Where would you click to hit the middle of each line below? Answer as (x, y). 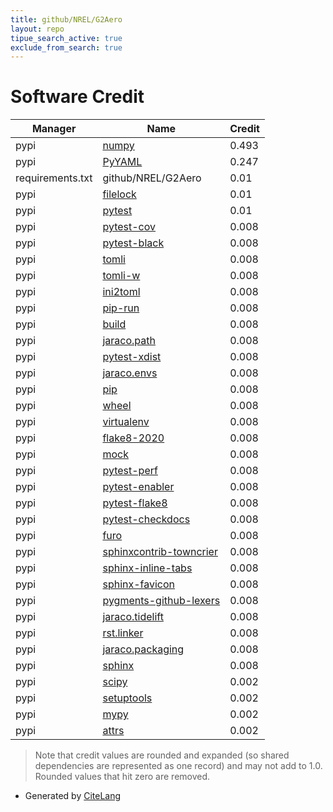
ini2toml (121, 292)
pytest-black (133, 243)
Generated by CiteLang (73, 796)
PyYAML (122, 162)
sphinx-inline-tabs (147, 568)
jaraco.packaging (143, 649)
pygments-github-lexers (161, 601)
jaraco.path (129, 341)
